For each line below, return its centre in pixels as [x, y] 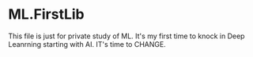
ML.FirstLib [46, 14]
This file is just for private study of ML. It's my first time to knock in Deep [126, 36]
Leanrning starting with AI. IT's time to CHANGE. [87, 44]
